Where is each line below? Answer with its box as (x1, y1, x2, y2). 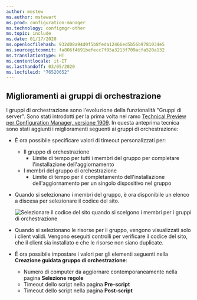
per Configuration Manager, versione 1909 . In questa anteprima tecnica (6, 119, 180, 126)
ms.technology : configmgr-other (6, 25, 86, 31)
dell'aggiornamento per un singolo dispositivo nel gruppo (32, 180, 172, 187)
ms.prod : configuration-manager (6, 19, 86, 25)
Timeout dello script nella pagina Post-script (23, 287, 133, 294)
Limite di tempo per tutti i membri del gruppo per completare (32, 155, 180, 162)
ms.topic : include (6, 31, 51, 37)
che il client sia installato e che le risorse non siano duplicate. (14, 239, 164, 246)
